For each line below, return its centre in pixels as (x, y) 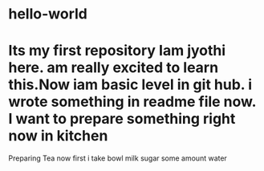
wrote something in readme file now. (132, 102)
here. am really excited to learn (114, 68)
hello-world (48, 14)
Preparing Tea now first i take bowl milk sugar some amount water (118, 158)
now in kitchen (58, 136)
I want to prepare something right (122, 119)
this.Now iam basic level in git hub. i (130, 85)
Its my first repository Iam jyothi (117, 51)
